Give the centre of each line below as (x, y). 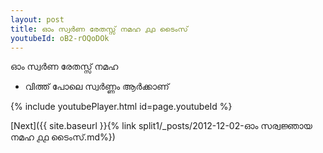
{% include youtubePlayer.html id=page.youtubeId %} (121, 107)
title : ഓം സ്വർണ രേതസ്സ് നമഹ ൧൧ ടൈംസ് (99, 29)
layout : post (37, 19)
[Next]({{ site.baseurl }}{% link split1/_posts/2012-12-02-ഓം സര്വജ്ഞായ (161, 126)
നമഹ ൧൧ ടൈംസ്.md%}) (63, 137)
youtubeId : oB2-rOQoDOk (60, 38)
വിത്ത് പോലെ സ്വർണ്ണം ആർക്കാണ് (97, 87)
